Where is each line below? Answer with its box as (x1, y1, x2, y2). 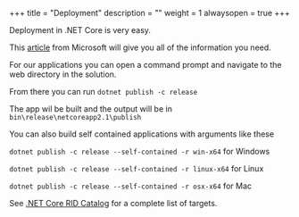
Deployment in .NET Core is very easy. (9, 25, 152, 35)
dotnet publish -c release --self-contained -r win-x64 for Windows (9, 146, 270, 156)
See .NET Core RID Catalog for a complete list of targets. (9, 198, 218, 208)
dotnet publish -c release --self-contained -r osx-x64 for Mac (9, 180, 253, 191)
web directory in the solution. (9, 69, 117, 79)
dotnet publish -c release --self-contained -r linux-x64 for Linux (9, 163, 264, 173)
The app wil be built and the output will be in (9, 104, 172, 114)
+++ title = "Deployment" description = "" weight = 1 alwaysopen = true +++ (9, 8, 290, 18)
